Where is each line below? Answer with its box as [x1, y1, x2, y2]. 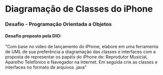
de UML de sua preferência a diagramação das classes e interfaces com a [5, 49, 156, 55]
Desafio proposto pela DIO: [5, 33, 62, 38]
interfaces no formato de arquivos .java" [5, 64, 87, 70]
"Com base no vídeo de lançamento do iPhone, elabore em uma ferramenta [5, 44, 159, 50]
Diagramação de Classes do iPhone [5, 3, 153, 15]
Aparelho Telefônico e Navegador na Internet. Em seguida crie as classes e [5, 59, 158, 65]
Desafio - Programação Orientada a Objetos [5, 21, 112, 28]
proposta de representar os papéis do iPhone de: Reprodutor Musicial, [5, 54, 148, 60]
